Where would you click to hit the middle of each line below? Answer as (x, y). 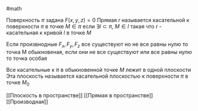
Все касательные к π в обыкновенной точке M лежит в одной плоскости (99, 69)
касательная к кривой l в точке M (49, 33)
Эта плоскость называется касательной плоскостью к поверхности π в (97, 76)
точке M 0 (18, 83)
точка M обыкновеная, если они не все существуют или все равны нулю (99, 52)
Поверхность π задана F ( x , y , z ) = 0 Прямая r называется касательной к (98, 20)
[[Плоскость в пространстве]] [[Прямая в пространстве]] (80, 95)
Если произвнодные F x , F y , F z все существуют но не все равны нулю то (97, 45)
